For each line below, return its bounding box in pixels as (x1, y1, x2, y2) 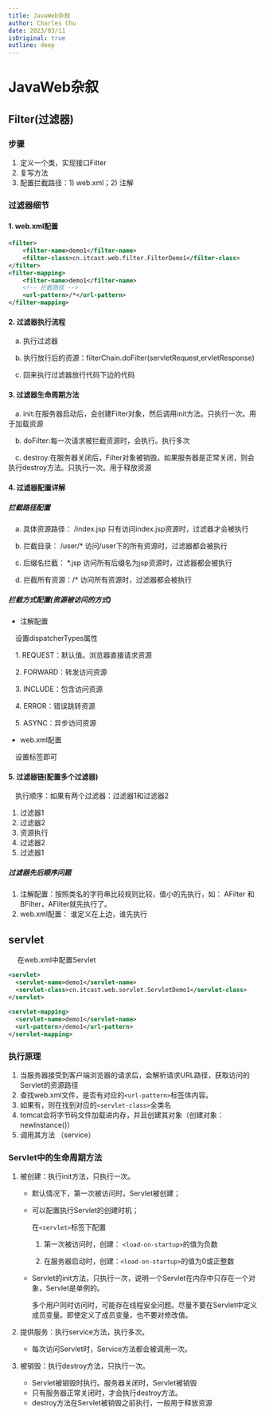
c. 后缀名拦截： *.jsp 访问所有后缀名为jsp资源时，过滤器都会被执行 (15, 558, 232, 567)
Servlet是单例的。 (45, 1283, 105, 1293)
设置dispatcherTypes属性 (15, 633, 98, 642)
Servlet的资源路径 (19, 1081, 79, 1090)
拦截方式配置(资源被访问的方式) (8, 595, 111, 604)
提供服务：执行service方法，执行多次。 (19, 1327, 150, 1337)
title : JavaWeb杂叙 (8, 11, 71, 20)
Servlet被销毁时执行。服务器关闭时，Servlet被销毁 (31, 1378, 197, 1388)
